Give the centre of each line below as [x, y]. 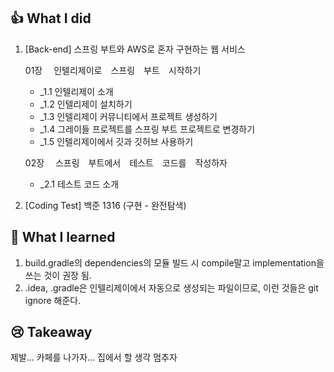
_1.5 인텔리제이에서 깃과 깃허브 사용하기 [116, 141]
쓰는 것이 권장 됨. [58, 275]
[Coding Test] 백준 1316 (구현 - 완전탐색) [105, 205]
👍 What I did [51, 18]
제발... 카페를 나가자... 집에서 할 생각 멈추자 [94, 357]
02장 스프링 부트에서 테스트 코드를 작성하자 [126, 162]
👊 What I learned [63, 237]
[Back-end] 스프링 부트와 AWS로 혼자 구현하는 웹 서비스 [135, 49]
